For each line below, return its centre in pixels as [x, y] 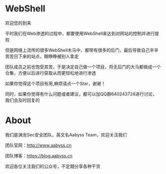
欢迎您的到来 [18, 23]
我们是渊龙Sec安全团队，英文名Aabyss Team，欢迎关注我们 [66, 134]
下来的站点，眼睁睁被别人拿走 [48, 56]
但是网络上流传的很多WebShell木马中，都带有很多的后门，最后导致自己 [78, 50]
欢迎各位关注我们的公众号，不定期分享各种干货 [53, 166]
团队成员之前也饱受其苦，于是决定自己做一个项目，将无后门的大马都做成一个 [83, 67]
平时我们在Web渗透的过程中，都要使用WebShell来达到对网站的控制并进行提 [82, 33]
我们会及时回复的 [22, 100]
